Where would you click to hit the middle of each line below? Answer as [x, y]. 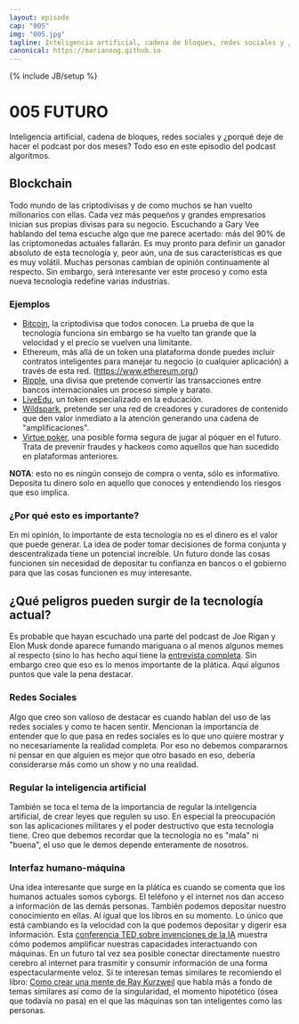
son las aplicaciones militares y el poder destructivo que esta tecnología [141, 825]
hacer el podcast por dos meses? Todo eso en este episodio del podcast [142, 146]
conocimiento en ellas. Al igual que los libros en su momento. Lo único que [146, 916]
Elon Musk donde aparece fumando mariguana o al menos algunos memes [146, 646]
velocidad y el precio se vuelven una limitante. [107, 343]
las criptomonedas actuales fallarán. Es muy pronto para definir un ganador [148, 243]
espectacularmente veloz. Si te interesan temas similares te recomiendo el [145, 972]
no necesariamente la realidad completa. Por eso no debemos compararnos [149, 745]
